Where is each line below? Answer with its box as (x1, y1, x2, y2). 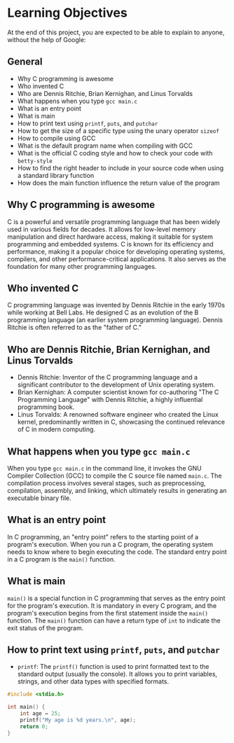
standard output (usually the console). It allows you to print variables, (17, 670, 218, 679)
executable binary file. (7, 494, 71, 502)
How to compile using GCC (17, 134, 96, 142)
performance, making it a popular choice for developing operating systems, (7, 247, 226, 256)
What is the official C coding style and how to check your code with (17, 148, 213, 157)
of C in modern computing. (17, 425, 96, 433)
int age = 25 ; (20, 710, 61, 717)
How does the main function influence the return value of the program (17, 179, 220, 187)
